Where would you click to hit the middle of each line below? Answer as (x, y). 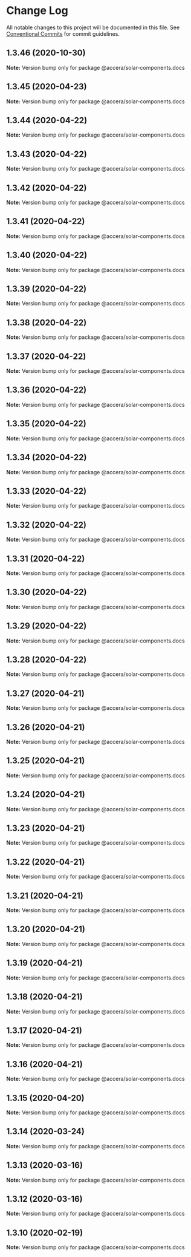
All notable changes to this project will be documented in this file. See (93, 27)
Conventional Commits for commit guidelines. (63, 33)
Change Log (37, 11)
